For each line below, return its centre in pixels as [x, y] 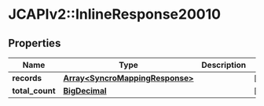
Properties [35, 43]
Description [224, 65]
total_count [34, 91]
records [27, 78]
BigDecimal [85, 91]
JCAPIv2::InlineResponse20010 [115, 14]
